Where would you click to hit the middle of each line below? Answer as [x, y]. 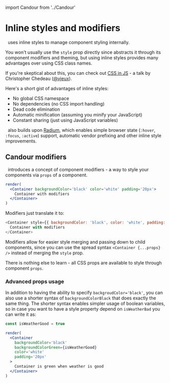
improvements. [21, 141]
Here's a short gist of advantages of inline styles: [57, 88]
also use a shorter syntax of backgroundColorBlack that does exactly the [81, 298]
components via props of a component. [46, 175]
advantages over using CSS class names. [49, 63]
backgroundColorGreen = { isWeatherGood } [56, 347]
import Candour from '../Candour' [40, 7]
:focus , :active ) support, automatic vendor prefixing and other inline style [83, 135]
